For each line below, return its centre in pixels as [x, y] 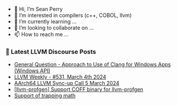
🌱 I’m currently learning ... [45, 21]
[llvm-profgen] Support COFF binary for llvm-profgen [79, 89]
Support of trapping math [45, 96]
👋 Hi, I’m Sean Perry [38, 9]
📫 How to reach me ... [41, 34]
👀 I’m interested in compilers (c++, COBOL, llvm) [73, 15]
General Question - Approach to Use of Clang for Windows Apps [92, 65]
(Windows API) [32, 71]
